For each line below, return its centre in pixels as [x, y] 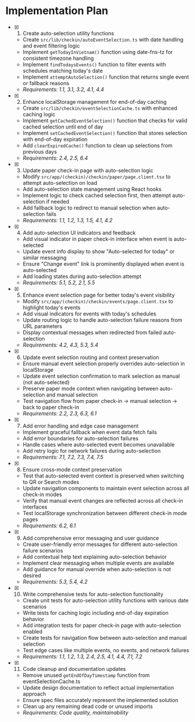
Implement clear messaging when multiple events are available [98, 563]
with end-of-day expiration [55, 139]
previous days [40, 151]
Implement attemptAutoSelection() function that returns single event [106, 77]
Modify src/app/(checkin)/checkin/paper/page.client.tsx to [97, 177]
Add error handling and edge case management [81, 426]
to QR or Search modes [51, 482]
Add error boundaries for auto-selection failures [81, 438]
